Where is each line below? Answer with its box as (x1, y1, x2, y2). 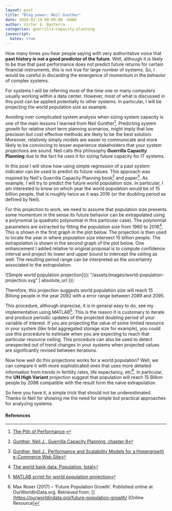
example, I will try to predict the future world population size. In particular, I (5, 180, 164, 186)
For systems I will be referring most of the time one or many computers (5, 87, 155, 93)
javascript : (5, 31, 31, 36)
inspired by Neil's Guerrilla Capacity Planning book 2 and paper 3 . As (5, 174, 148, 181)
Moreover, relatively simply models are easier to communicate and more (5, 137, 158, 143)
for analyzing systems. (5, 401, 53, 407)
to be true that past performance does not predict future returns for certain (5, 61, 164, 67)
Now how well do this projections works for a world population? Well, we (5, 357, 159, 363)
